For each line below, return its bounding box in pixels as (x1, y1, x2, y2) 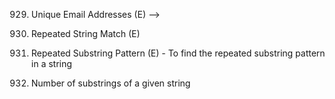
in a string (30, 58, 73, 69)
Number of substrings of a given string (30, 77, 191, 89)
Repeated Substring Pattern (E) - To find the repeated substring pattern (30, 47, 326, 59)
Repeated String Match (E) (30, 28, 141, 39)
